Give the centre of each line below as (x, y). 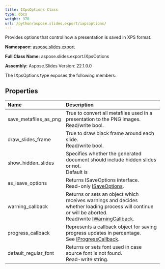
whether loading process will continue (110, 207)
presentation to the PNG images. (103, 120)
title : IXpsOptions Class (31, 10)
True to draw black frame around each (110, 133)
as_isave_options (27, 183)
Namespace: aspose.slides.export (40, 47)
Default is (77, 172)
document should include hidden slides (111, 160)
